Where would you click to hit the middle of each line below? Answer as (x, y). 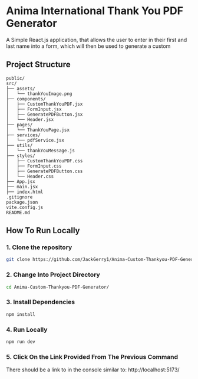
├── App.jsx (21, 181)
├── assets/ (21, 89)
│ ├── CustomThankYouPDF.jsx (44, 104)
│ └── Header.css (30, 176)
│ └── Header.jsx (30, 119)
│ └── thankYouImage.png (39, 94)
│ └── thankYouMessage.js (41, 151)
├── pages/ (19, 125)
